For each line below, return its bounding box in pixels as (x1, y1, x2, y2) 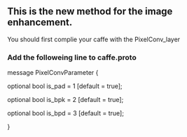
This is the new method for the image (7, 6, 173, 17)
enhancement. (7, 17, 73, 29)
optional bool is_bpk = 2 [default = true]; (7, 96, 124, 104)
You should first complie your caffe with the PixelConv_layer (7, 35, 181, 43)
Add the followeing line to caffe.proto (7, 52, 137, 62)
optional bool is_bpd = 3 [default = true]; (7, 109, 125, 117)
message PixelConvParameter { (7, 68, 99, 77)
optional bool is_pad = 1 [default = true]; (7, 82, 123, 90)
